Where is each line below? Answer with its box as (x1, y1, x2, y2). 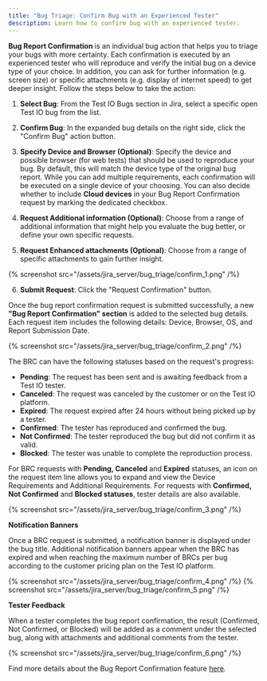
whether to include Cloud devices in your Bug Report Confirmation (19, 189, 241, 199)
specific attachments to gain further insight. (19, 254, 164, 263)
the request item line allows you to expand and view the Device (8, 472, 216, 482)
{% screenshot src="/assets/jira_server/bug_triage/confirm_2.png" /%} (8, 340, 242, 351)
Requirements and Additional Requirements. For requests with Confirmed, (8, 480, 252, 490)
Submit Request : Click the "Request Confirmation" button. (19, 285, 213, 294)
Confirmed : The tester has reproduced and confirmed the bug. (19, 423, 227, 432)
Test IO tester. (19, 380, 66, 390)
